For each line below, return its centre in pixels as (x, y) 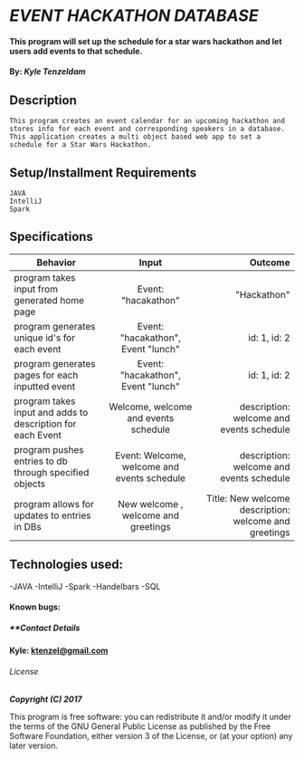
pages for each (46, 375)
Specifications (51, 237)
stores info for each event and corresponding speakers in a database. (147, 129)
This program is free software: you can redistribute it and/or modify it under (150, 717)
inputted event (45, 386)
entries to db (41, 461)
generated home (49, 300)
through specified (52, 472)
